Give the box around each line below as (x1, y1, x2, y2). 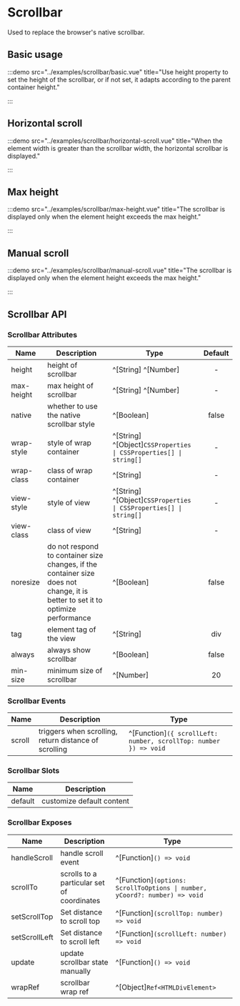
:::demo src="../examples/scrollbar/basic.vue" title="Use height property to (7, 67, 229, 76)
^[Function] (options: (115, 875, 187, 885)
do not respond (47, 541, 99, 551)
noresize (11, 577, 41, 587)
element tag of (47, 624, 96, 634)
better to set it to (47, 594, 103, 604)
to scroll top (60, 916, 100, 926)
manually (60, 966, 91, 976)
